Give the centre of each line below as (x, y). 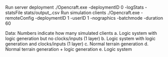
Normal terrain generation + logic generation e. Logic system (69, 49)
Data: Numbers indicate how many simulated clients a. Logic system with (81, 33)
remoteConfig (20, 18)
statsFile (14, 13)
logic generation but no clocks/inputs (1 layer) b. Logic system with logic (80, 38)
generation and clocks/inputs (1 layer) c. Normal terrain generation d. (77, 44)
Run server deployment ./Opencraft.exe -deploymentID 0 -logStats (75, 7)
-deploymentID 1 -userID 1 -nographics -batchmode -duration (99, 18)
